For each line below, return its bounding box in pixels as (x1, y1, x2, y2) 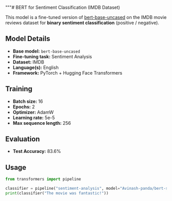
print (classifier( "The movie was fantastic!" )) (5, 191, 109, 196)
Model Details (5, 34, 50, 43)
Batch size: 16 (12, 98, 44, 104)
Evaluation (5, 135, 40, 144)
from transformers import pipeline (5, 176, 81, 182)
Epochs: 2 (12, 103, 35, 109)
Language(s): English (12, 64, 59, 71)
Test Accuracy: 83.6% (12, 148, 61, 154)
